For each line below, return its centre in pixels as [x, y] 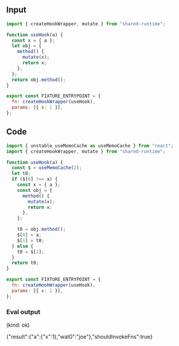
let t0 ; [21, 174]
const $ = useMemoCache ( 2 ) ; [47, 168]
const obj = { [35, 190]
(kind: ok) [18, 325]
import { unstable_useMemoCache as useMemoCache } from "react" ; [90, 146]
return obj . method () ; [39, 80]
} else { [23, 246]
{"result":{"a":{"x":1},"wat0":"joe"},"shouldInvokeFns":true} [80, 336]
